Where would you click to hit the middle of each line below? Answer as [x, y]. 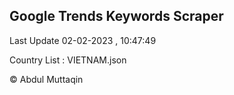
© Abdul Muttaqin [46, 79]
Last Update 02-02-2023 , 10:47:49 [83, 40]
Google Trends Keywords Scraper [116, 16]
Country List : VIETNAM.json [68, 60]
